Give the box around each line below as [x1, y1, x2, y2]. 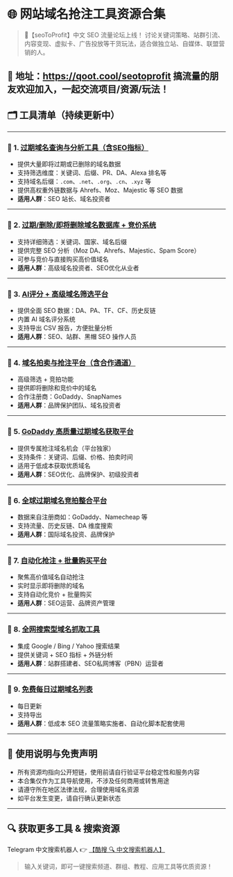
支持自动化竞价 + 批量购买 [17, 590, 92, 599]
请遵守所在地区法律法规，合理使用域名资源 [17, 785, 139, 794]
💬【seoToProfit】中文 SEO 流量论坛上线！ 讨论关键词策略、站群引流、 [24, 31, 224, 39]
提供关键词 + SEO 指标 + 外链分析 [17, 650, 114, 659]
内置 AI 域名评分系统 [17, 315, 76, 323]
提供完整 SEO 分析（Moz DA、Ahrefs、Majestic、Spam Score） [17, 246, 200, 255]
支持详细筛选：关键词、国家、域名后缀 [17, 237, 127, 246]
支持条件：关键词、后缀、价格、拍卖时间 [17, 453, 133, 461]
